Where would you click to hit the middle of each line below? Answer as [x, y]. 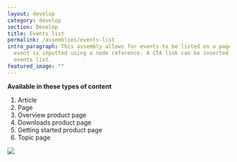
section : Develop [33, 27]
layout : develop [31, 14]
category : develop [34, 20]
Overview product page [52, 115]
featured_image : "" [36, 66]
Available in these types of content [59, 86]
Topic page [34, 137]
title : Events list [36, 33]
